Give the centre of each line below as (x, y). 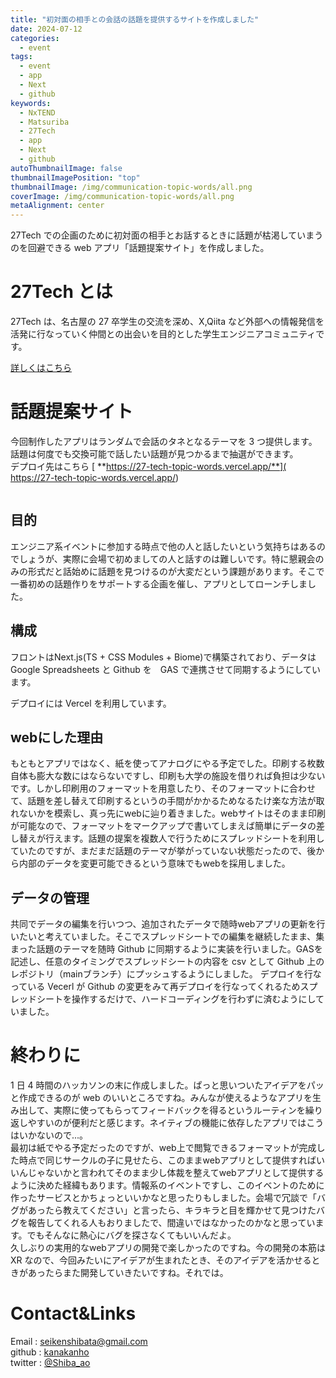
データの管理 (50, 897)
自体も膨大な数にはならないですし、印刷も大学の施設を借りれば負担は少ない (168, 776)
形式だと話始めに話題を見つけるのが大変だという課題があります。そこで (176, 571)
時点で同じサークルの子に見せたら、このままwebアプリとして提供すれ (163, 1160)
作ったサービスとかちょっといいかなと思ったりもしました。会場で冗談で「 (163, 1198)
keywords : (31, 103)
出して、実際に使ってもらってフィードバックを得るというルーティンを (162, 1110)
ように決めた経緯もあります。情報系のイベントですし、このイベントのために (167, 1185)
